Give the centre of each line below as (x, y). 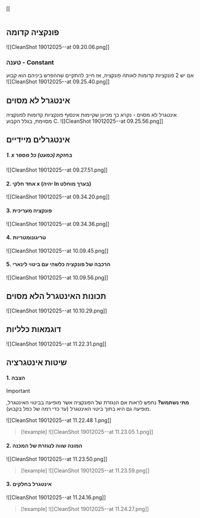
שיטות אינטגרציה (37, 363)
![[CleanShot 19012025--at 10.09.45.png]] (57, 250)
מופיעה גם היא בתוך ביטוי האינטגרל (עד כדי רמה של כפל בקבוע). (79, 409)
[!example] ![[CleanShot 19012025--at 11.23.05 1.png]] (87, 432)
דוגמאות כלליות (34, 329)
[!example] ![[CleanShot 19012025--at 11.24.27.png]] (85, 508)
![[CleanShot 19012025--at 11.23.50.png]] (57, 459)
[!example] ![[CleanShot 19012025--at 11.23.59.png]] (85, 470)
